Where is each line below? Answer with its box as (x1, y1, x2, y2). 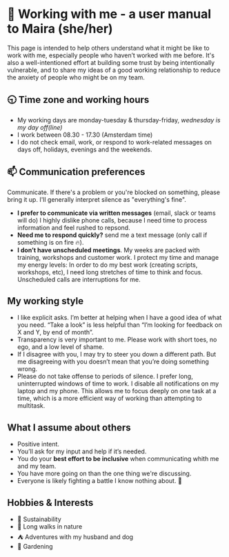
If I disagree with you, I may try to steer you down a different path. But (17, 350, 217, 359)
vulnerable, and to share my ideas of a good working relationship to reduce (7, 66, 221, 74)
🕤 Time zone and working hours (7, 94, 150, 106)
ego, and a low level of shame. (17, 343, 105, 351)
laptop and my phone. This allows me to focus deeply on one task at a (17, 387, 217, 395)
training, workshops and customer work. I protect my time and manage (17, 253, 219, 261)
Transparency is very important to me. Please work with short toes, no (17, 335, 217, 344)
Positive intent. (17, 440, 60, 449)
